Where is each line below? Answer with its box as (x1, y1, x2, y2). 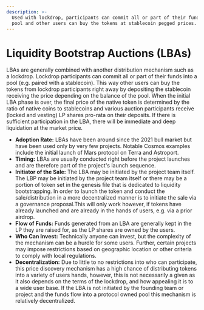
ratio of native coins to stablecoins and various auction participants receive (6, 105, 194, 112)
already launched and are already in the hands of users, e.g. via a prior (15, 207, 192, 214)
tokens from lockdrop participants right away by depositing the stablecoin (6, 86, 191, 93)
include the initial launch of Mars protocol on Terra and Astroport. (15, 149, 179, 157)
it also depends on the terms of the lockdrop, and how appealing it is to (15, 278, 194, 285)
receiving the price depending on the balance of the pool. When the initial (6, 92, 191, 99)
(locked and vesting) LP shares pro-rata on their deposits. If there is (6, 112, 176, 119)
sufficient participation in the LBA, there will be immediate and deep (6, 118, 176, 125)
